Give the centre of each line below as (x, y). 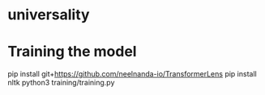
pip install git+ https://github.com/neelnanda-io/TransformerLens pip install (132, 74)
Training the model (72, 52)
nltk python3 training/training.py (61, 83)
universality (49, 15)
